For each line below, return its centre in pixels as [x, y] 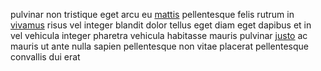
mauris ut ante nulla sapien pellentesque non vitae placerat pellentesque [159, 46]
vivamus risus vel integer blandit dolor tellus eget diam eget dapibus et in [161, 25]
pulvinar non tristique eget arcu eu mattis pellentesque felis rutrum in [152, 14]
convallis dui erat [45, 57]
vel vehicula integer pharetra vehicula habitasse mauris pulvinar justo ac [159, 35]
